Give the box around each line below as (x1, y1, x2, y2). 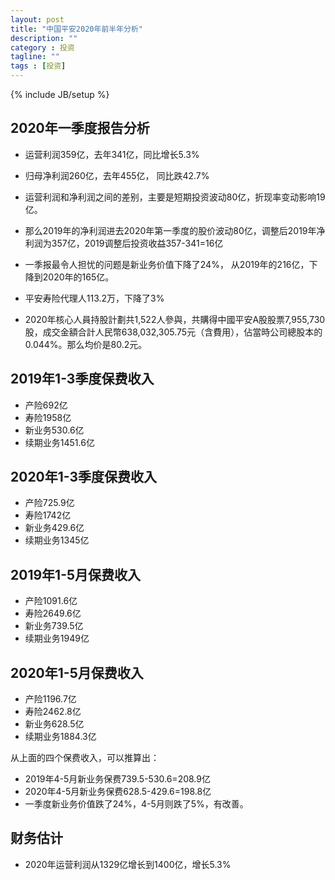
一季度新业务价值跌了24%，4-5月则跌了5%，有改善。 (24, 798, 249, 810)
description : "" (10, 33, 78, 43)
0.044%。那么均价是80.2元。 (24, 338, 148, 350)
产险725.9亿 (24, 497, 75, 509)
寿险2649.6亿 (24, 607, 82, 620)
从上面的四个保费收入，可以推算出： (10, 752, 160, 764)
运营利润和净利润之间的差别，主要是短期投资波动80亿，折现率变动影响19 (24, 191, 326, 203)
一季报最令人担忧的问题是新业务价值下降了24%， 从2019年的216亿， (24, 258, 310, 270)
